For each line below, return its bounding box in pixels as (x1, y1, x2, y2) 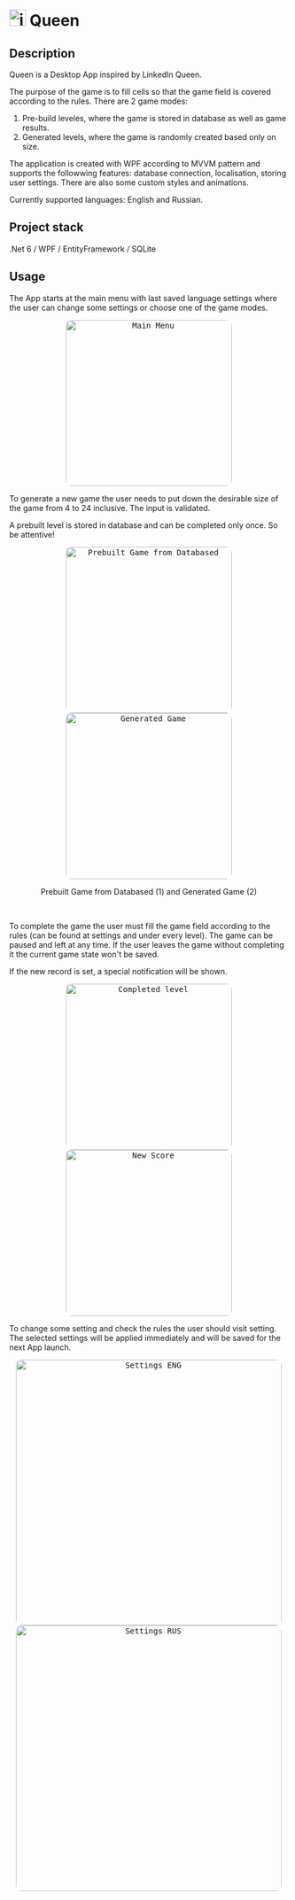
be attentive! (9, 529, 55, 539)
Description (9, 45, 75, 61)
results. (21, 122, 50, 133)
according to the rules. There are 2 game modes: (9, 96, 188, 106)
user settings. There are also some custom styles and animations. (9, 177, 250, 188)
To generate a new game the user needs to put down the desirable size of (9, 492, 279, 504)
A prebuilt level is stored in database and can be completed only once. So (9, 519, 278, 531)
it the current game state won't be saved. (9, 949, 159, 959)
